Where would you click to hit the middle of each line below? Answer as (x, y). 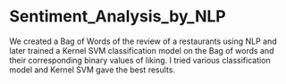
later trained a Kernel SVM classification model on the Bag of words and (142, 50)
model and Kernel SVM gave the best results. (93, 70)
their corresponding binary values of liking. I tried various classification (140, 60)
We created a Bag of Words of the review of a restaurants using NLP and (143, 41)
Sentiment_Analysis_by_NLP (118, 17)
